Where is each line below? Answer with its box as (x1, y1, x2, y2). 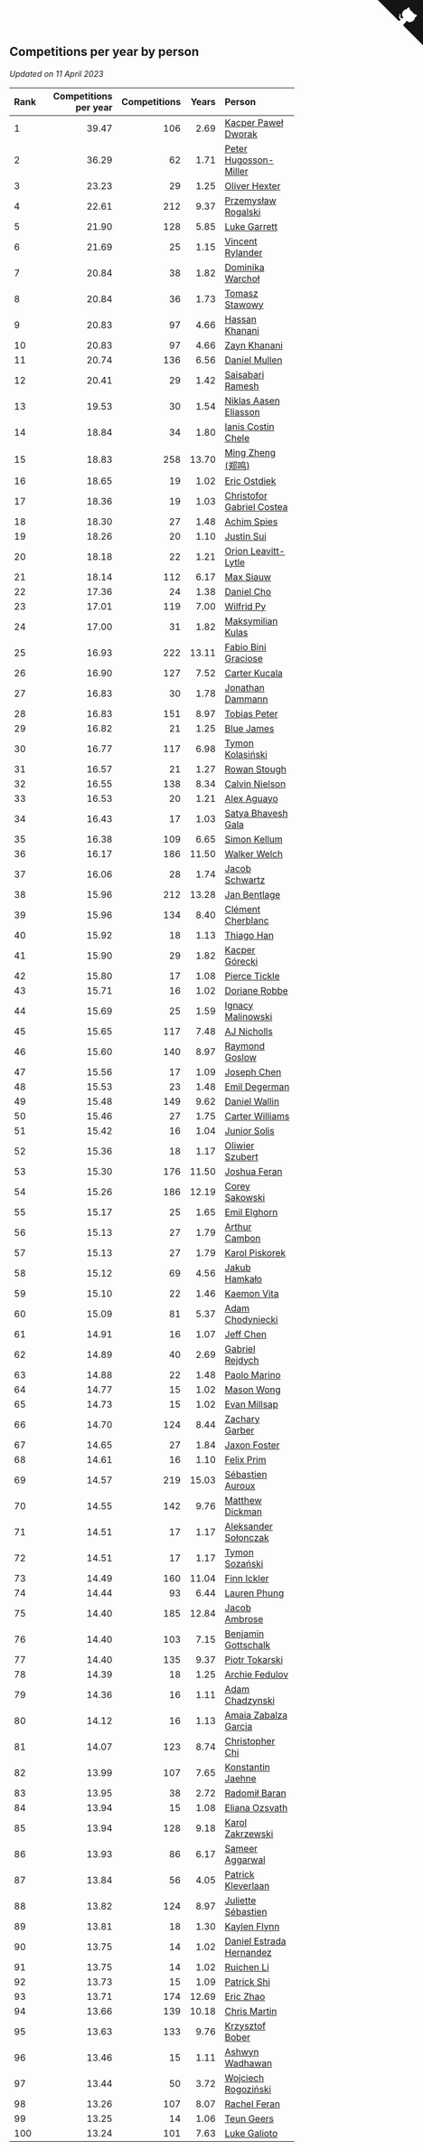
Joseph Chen (224, 1065, 282, 1078)
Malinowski (224, 1010, 273, 1023)
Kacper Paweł (224, 116, 284, 128)
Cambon (224, 1231, 261, 1244)
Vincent (224, 235, 258, 248)
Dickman (224, 1505, 262, 1518)
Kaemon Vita (224, 1287, 279, 1299)
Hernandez (224, 1946, 273, 1958)
